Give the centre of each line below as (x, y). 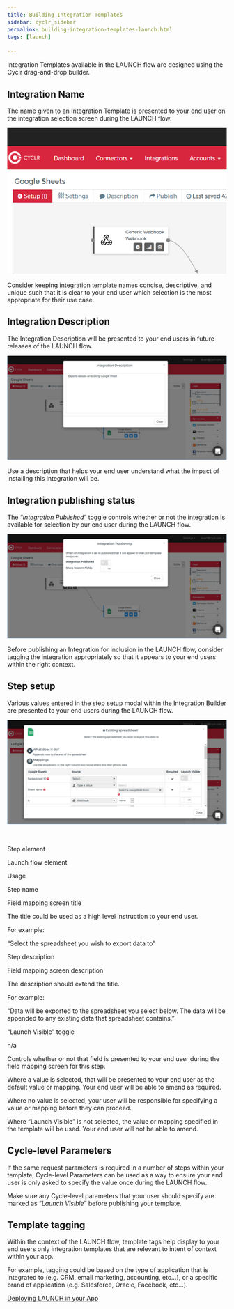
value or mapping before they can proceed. (70, 1108)
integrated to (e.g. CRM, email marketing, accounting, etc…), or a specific (112, 1278)
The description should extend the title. (63, 984)
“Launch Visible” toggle (41, 1032)
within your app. (30, 1257)
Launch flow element (37, 862)
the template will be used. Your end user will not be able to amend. (103, 1129)
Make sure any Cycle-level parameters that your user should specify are (111, 1195)
